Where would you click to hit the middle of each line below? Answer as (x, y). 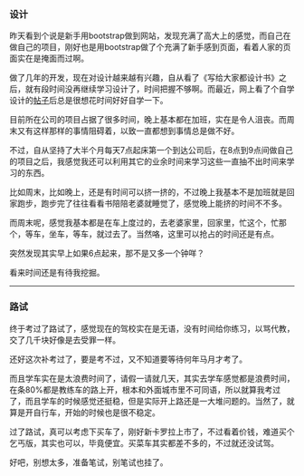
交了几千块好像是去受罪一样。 (65, 340)
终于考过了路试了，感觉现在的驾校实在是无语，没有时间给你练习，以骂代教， (152, 328)
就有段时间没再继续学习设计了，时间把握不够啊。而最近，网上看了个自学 (160, 89)
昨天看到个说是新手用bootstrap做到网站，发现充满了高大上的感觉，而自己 (146, 36)
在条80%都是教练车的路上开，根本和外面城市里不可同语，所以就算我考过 (145, 389)
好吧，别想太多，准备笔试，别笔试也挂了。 (89, 462)
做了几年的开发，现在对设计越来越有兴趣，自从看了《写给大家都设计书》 (144, 78)
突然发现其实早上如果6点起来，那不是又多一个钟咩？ (107, 253)
